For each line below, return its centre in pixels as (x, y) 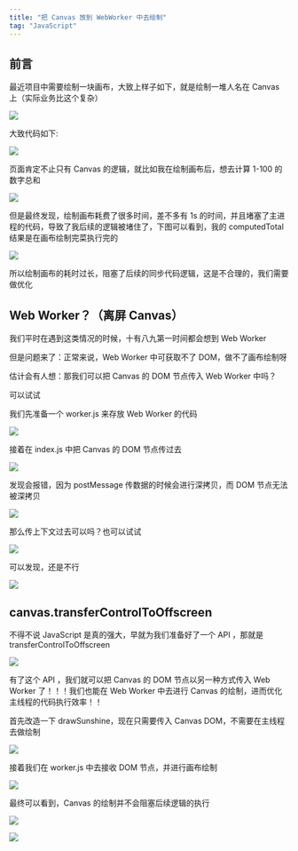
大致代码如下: (34, 133)
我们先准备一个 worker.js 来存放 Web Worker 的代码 (103, 414)
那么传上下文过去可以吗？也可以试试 (75, 532)
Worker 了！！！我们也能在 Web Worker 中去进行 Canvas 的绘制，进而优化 (146, 690)
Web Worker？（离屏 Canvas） (96, 315)
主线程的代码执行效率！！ (56, 702)
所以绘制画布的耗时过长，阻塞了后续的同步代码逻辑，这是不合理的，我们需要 (149, 274)
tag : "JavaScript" (43, 26)
